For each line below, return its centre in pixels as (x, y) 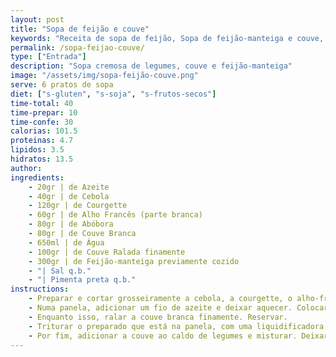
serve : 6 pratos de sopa (62, 85)
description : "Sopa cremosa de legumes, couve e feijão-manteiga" (151, 66)
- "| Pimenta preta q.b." (82, 280)
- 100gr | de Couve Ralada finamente (107, 252)
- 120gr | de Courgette (78, 206)
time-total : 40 (42, 103)
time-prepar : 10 (44, 112)
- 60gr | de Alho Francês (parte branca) (115, 215)
